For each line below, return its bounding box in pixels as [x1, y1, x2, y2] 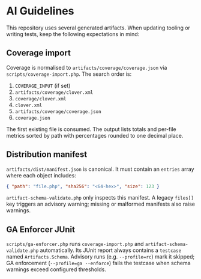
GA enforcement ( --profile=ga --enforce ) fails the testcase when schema [6, 260, 191, 267]
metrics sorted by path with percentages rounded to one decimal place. [6, 132, 184, 139]
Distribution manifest [6, 149, 88, 160]
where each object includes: [6, 171, 76, 179]
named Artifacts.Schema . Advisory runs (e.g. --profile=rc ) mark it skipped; [6, 253, 195, 260]
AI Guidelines [6, 4, 74, 18]
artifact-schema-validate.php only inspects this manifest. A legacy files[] [6, 194, 194, 201]
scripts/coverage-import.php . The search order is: [6, 70, 132, 78]
